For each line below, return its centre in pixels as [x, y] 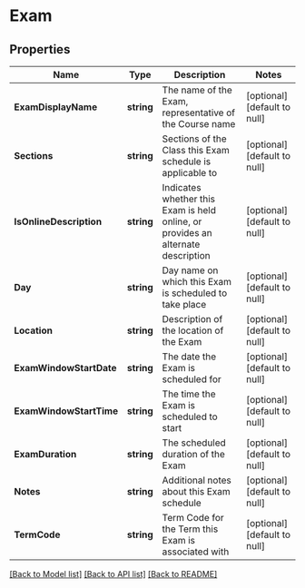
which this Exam [197, 282]
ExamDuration [45, 454]
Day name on [190, 270]
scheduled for [192, 379]
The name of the [197, 90]
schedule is [187, 162]
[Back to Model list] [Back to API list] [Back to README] [113, 574]
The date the [189, 357]
